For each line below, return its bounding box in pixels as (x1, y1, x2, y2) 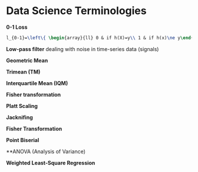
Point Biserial (6, 136, 39, 143)
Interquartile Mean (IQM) (6, 79, 68, 86)
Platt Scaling (6, 102, 38, 109)
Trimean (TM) (6, 68, 41, 75)
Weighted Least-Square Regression (6, 159, 95, 166)
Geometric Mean (6, 57, 48, 64)
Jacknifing (6, 113, 34, 121)
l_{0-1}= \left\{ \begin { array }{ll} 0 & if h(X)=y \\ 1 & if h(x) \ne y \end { (6, 35, 194, 41)
